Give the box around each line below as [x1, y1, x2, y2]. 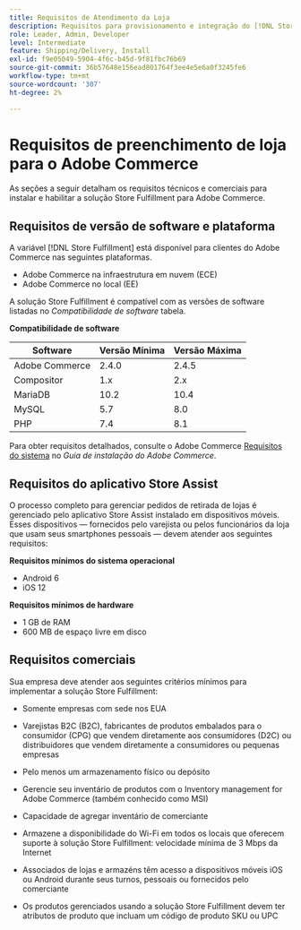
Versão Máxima [173, 344, 242, 357]
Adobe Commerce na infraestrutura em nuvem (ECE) [21, 270, 218, 280]
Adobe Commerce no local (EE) [21, 279, 139, 289]
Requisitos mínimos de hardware [9, 599, 134, 610]
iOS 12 [21, 582, 47, 593]
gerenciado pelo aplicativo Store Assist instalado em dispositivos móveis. [9, 510, 280, 521]
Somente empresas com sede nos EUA [21, 702, 168, 713]
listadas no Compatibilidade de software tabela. [9, 306, 186, 316]
